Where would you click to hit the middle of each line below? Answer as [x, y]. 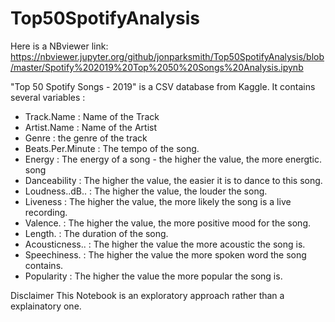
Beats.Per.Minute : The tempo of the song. [112, 148]
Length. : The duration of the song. [96, 233]
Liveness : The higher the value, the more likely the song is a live [158, 201]
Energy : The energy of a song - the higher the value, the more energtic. [173, 159]
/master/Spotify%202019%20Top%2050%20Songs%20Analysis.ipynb [157, 67]
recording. [46, 212]
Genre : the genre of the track [86, 138]
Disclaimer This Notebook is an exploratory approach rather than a [147, 295]
